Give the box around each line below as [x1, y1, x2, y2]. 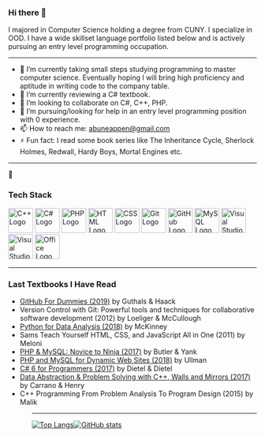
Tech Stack [8, 190, 53, 201]
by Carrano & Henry [19, 380, 85, 390]
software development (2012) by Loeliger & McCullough [19, 313, 201, 322]
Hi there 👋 [8, 7, 47, 18]
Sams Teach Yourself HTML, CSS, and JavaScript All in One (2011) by [19, 330, 246, 339]
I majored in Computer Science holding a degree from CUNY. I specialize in [8, 25, 252, 35]
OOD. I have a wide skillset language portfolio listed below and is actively [8, 33, 245, 43]
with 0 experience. [19, 115, 80, 125]
